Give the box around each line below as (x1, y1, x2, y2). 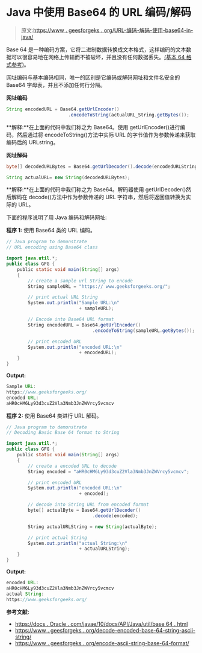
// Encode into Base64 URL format (28, 316, 114, 323)
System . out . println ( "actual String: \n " (28, 540, 128, 546)
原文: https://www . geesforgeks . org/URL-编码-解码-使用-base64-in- (20, 27, 194, 34)
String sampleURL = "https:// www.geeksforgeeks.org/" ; (28, 283, 171, 290)
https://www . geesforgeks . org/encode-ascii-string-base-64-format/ (14, 639, 189, 646)
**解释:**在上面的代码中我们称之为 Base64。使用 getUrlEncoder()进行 (6, 123, 180, 130)
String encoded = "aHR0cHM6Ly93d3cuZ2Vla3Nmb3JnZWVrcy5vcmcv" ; (28, 468, 189, 474)
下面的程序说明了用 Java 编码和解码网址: (6, 214, 107, 221)
